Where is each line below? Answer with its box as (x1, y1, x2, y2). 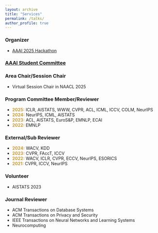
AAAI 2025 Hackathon (12, 47, 57, 53)
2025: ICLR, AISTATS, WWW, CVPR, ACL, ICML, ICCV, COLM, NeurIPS (12, 107, 154, 113)
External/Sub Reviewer (5, 134, 61, 141)
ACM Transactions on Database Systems (12, 207, 94, 213)
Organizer (5, 37, 29, 44)
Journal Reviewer (5, 196, 47, 202)
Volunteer (5, 173, 29, 180)
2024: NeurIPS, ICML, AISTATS (12, 112, 75, 118)
